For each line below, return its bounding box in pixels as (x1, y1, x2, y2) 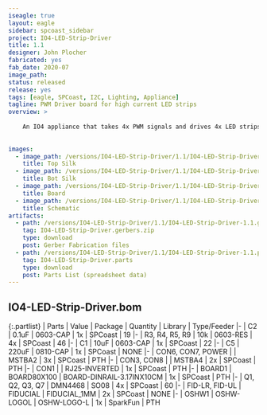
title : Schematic (22, 204, 80, 212)
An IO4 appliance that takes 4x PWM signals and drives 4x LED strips (22, 123, 261, 131)
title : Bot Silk (22, 174, 77, 183)
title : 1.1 (8, 41, 44, 49)
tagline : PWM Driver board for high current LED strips (8, 100, 197, 108)
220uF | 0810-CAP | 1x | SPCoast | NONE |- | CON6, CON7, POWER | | (8, 347, 237, 357)
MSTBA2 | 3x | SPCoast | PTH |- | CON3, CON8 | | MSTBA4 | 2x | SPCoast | (8, 355, 257, 365)
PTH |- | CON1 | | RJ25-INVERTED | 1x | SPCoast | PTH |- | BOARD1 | (8, 364, 232, 374)
